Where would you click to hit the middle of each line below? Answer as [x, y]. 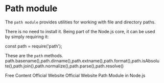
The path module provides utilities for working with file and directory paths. [80, 22]
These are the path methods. [34, 55]
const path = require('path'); [34, 46]
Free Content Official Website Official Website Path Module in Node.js [75, 75]
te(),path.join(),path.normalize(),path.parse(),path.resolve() [64, 66]
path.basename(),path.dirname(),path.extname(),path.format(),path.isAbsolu [82, 61]
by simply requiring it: [27, 37]
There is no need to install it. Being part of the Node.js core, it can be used [80, 31]
